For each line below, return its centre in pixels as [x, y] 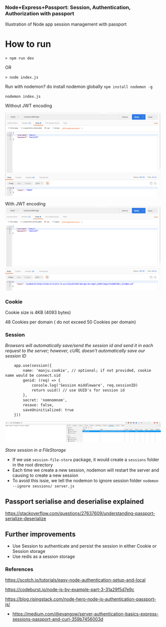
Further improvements [40, 534]
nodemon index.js [23, 97]
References [19, 569]
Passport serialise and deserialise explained [75, 501]
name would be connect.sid [33, 376]
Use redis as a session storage [43, 556]
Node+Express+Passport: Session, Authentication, [68, 7]
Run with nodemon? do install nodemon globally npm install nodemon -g [79, 87]
